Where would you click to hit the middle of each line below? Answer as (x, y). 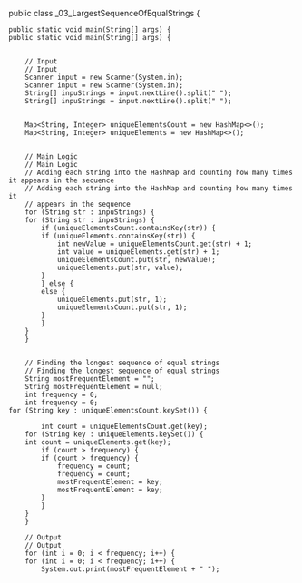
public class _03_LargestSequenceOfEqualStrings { (104, 13)
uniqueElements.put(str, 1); (112, 299)
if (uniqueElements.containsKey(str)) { (118, 236)
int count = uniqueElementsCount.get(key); (124, 426)
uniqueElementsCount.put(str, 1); (122, 307)
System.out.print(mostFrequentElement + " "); (131, 569)
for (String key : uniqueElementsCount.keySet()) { (108, 411)
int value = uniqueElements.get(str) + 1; (138, 252)
